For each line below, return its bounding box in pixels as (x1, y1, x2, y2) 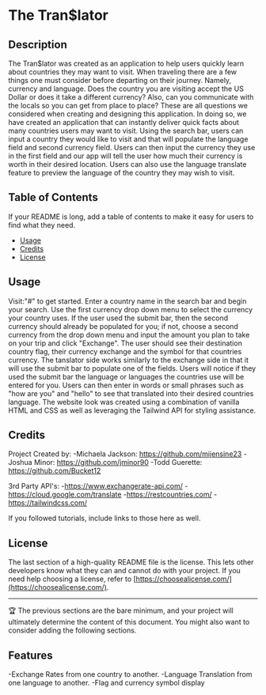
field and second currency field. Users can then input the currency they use (8, 143, 256, 152)
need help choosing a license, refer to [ (8, 574, 136, 584)
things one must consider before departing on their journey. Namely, (8, 76, 232, 85)
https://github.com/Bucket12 (8, 466, 101, 476)
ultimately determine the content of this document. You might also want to (8, 618, 250, 627)
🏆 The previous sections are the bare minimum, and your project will (8, 606, 234, 615)
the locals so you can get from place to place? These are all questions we (8, 101, 248, 110)
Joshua (8, 458, 33, 467)
